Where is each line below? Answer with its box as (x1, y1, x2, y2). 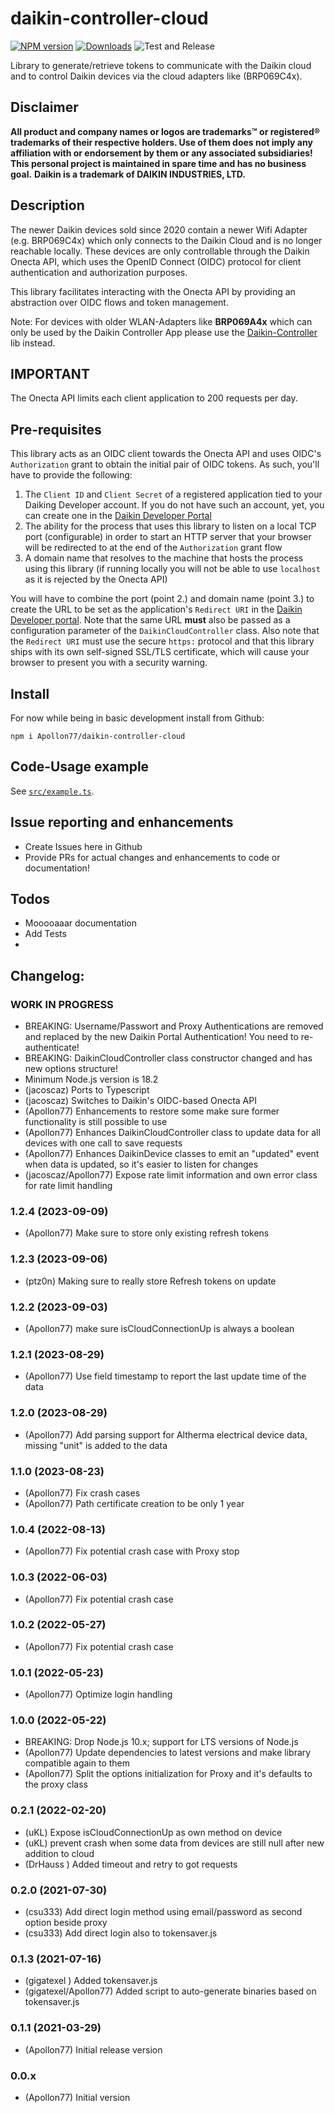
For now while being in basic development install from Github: (10, 712, 265, 724)
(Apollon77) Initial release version (24, 2043, 163, 2056)
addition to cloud (24, 1847, 95, 1859)
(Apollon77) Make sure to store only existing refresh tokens (24, 1227, 270, 1239)
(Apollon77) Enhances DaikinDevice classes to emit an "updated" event (24, 1148, 320, 1160)
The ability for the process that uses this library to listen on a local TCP (24, 520, 317, 532)
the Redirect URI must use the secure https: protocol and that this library (10, 635, 315, 647)
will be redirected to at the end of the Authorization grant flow (24, 542, 283, 554)
